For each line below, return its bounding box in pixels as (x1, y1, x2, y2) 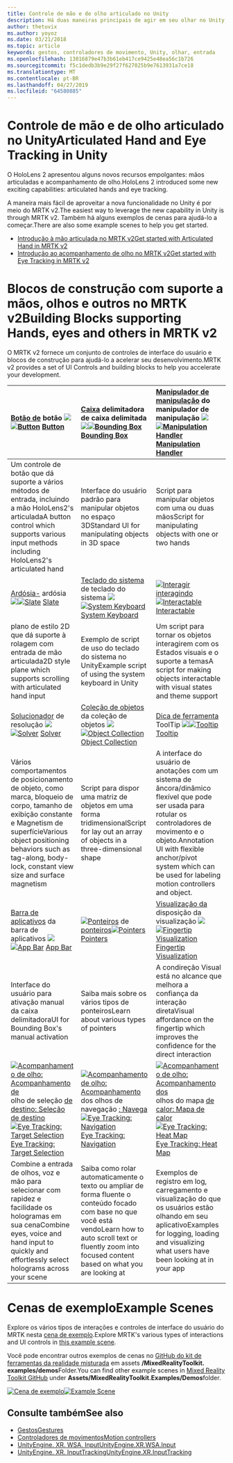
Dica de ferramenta (155, 711, 219, 720)
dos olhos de (80, 1096, 123, 1105)
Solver (40, 729, 61, 738)
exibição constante (10, 809, 73, 819)
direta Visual (155, 1006, 194, 1015)
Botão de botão (10, 413, 62, 422)
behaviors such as (10, 844, 71, 853)
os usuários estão (155, 1203, 214, 1212)
